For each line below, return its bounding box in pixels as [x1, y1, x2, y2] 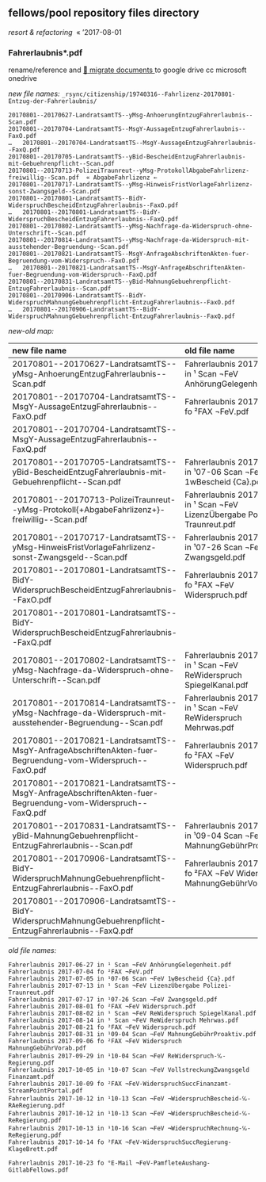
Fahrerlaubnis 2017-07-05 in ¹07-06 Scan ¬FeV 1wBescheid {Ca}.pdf [8, 975, 236, 983]
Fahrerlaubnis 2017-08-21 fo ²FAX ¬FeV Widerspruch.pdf [8, 1023, 196, 1031]
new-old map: [8, 327, 54, 336]
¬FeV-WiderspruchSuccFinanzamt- [125, 1080, 232, 1088]
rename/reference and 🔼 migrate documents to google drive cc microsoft [8, 65, 247, 75]
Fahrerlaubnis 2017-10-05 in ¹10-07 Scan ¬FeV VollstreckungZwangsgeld [8, 1066, 249, 1074]
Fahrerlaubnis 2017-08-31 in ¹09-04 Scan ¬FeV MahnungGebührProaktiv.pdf [8, 1031, 257, 1039]
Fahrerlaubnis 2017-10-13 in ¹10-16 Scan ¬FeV [8, 1125, 165, 1133]
